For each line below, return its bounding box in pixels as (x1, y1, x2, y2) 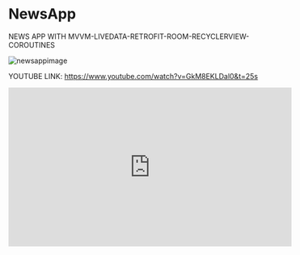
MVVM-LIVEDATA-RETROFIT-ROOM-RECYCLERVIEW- (68, 31, 250, 41)
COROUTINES (8, 40, 55, 49)
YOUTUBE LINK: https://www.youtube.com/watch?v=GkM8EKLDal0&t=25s (8, 71, 259, 81)
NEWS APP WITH (8, 31, 67, 41)
